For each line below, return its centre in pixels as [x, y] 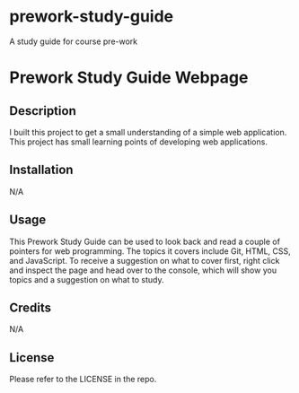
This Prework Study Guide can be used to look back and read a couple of [145, 241]
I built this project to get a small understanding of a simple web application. [148, 132]
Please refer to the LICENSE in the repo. [83, 380]
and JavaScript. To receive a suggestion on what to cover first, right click [145, 260]
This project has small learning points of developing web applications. [138, 142]
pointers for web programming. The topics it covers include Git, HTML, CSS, [150, 251]
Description [43, 111]
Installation [41, 170]
